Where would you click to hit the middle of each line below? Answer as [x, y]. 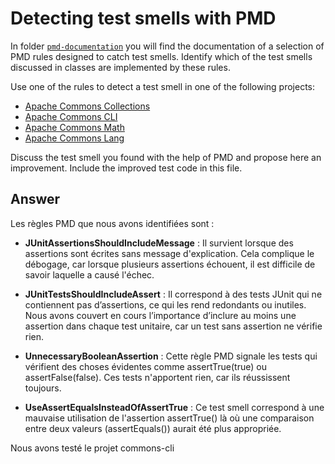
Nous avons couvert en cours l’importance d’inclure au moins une [160, 315]
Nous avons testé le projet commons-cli [92, 448]
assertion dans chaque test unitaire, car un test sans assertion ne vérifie [173, 326]
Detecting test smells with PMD [143, 18]
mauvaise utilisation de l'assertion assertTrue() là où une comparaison [169, 418]
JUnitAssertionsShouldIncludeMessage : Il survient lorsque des [159, 243]
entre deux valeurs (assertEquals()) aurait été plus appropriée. [153, 428]
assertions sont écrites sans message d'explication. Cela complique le [169, 253]
